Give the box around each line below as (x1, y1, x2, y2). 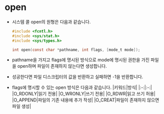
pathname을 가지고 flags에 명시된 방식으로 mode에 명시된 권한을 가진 (12, 57, 150, 63)
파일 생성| (12, 103, 31, 109)
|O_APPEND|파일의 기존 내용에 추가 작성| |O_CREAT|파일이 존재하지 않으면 (12, 97, 159, 103)
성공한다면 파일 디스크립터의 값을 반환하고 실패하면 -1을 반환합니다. (12, 74, 143, 80)
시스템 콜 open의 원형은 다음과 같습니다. (12, 19, 91, 25)
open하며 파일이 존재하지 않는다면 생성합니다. (17, 63, 107, 69)
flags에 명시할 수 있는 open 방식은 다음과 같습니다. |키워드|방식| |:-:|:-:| (12, 84, 152, 90)
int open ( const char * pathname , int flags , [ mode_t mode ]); (12, 47, 141, 52)
